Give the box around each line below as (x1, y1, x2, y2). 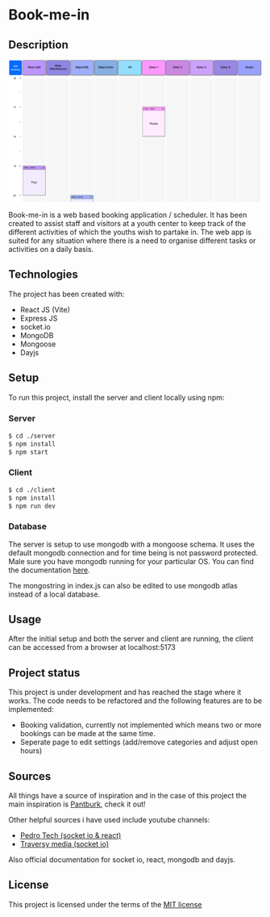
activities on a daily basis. (8, 245, 94, 254)
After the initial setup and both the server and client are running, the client (8, 634, 254, 643)
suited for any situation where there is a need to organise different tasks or (8, 236, 256, 245)
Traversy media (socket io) (19, 839, 110, 848)
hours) (19, 746, 43, 756)
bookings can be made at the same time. (19, 729, 156, 739)
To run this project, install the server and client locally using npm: (8, 392, 225, 402)
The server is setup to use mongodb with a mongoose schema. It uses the (8, 539, 255, 549)
